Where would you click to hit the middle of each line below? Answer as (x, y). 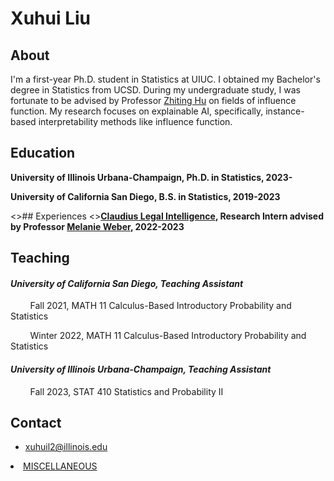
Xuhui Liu (51, 18)
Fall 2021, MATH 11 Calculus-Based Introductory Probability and (160, 306)
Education (43, 153)
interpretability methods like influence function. (135, 121)
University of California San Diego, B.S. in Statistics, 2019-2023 (145, 196)
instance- (285, 111)
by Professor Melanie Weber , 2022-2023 (97, 226)
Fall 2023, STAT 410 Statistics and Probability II (126, 391)
